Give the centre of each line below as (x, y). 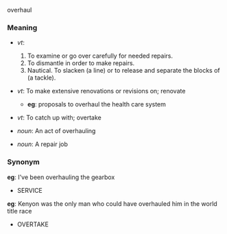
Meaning (22, 27)
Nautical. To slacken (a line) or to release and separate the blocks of (124, 71)
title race (20, 211)
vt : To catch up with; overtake (59, 118)
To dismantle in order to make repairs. (81, 63)
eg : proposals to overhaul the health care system (97, 104)
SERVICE (30, 190)
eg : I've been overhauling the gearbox (61, 177)
